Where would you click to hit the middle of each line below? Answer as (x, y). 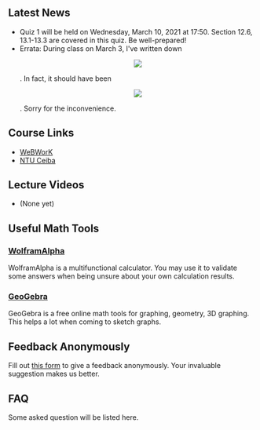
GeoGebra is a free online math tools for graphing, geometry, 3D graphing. (129, 314)
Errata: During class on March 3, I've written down (101, 48)
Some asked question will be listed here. (73, 417)
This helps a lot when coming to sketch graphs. (85, 322)
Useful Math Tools (54, 228)
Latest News (39, 13)
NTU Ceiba (38, 160)
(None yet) (37, 204)
